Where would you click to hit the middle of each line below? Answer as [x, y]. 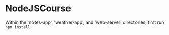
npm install [18, 27]
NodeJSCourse [38, 9]
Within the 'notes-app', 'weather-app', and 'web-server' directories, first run [85, 22]
